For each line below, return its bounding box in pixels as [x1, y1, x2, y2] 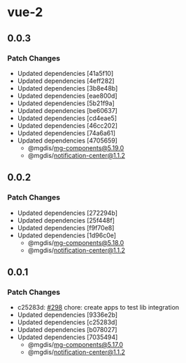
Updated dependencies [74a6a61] [17, 128, 116, 137]
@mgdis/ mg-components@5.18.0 [27, 238, 124, 246]
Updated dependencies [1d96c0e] [17, 231, 117, 239]
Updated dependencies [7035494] [17, 333, 118, 341]
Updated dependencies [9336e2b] [17, 310, 117, 319]
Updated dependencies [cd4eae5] [17, 114, 117, 122]
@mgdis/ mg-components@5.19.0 [27, 143, 124, 152]
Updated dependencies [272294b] [17, 209, 117, 217]
